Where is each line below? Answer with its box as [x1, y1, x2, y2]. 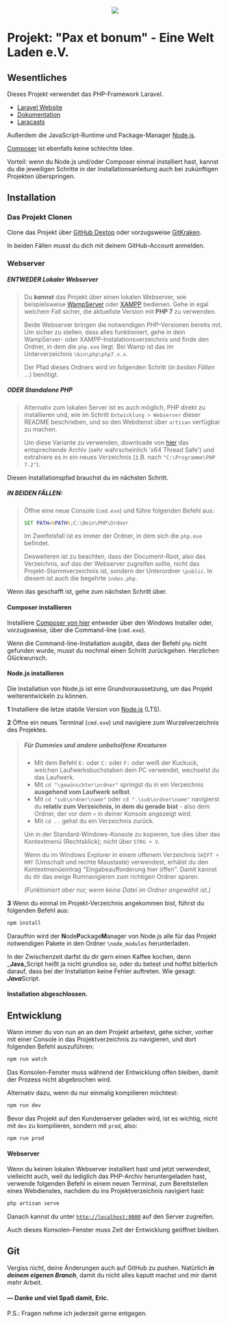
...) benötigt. [23, 370, 59, 378]
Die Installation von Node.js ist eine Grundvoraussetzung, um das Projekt [7, 684, 213, 692]
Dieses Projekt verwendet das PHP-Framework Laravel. [7, 90, 164, 98]
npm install [7, 919, 41, 926]
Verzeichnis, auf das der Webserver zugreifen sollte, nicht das [23, 560, 200, 568]
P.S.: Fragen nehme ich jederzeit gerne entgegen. [7, 1309, 147, 1317]
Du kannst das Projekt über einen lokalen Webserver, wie [23, 292, 187, 301]
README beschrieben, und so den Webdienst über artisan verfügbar [23, 418, 220, 426]
